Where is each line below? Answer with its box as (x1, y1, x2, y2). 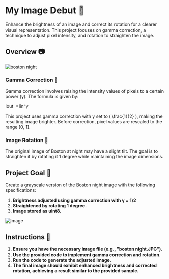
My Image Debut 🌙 (5, 5, 84, 16)
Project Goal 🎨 (5, 168, 51, 177)
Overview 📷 (5, 48, 45, 57)
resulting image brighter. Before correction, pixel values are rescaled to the (5, 119, 162, 125)
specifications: (5, 187, 37, 193)
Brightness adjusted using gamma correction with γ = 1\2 (12, 197, 136, 203)
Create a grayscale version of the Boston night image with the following (5, 182, 155, 188)
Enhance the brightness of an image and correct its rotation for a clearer (5, 21, 157, 27)
